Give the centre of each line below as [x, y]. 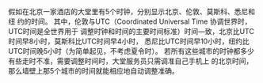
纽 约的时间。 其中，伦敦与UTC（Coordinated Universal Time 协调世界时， [130, 21]
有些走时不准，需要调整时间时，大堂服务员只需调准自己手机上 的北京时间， [131, 61]
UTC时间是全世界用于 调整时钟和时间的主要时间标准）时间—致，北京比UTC [131, 31]
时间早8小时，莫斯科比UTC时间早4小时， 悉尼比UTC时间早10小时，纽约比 [129, 41]
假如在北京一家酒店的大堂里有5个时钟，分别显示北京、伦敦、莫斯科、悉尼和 [132, 11]
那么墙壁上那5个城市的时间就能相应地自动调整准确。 [94, 71]
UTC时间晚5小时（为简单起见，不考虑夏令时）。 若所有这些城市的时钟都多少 [131, 51]
